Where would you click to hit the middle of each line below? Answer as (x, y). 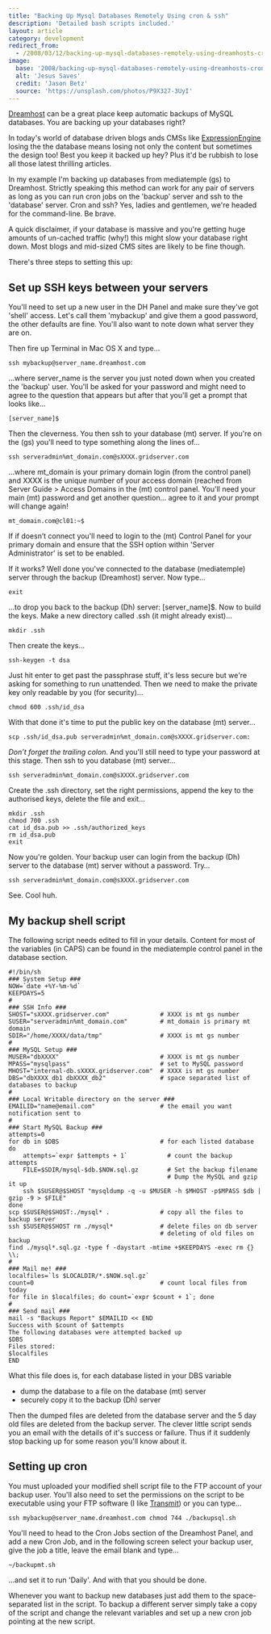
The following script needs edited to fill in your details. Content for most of (132, 940)
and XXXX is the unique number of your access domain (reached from (125, 480)
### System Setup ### (45, 979)
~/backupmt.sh (32, 1565)
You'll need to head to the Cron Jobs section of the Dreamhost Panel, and (131, 1533)
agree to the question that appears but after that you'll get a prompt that (128, 396)
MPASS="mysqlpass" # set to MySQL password (126, 1064)
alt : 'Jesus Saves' (48, 76)
